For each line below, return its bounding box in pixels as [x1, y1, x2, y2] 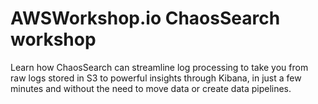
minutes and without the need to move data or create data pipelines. [10, 82, 292, 94]
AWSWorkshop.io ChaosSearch [10, 7, 281, 30]
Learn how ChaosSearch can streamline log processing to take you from [10, 61, 309, 73]
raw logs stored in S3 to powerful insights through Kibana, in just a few [10, 72, 302, 84]
